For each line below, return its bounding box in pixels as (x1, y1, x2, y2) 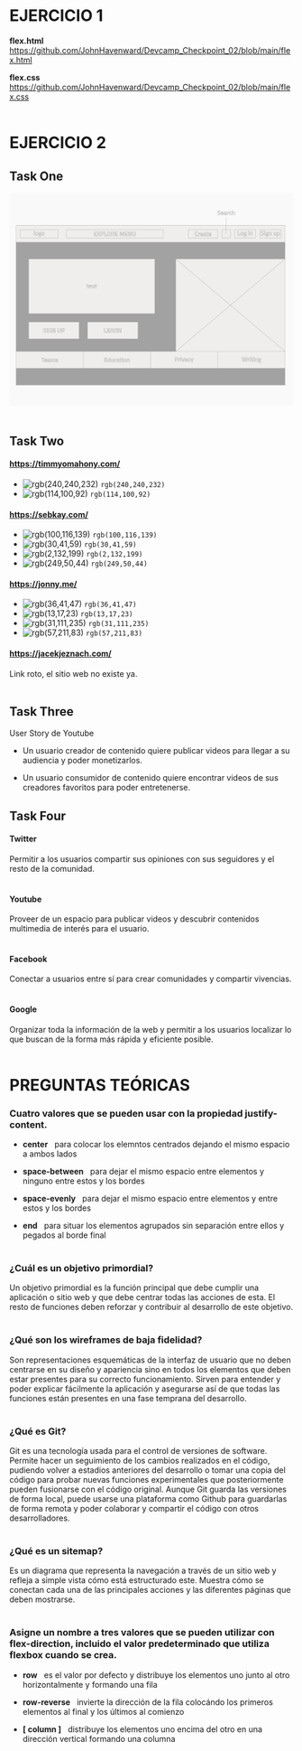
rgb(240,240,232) (100, 481, 166, 490)
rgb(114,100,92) (89, 490, 151, 500)
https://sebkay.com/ (9, 509, 88, 520)
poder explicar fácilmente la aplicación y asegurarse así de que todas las (9, 1383, 280, 1394)
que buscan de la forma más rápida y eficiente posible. (9, 1034, 214, 1044)
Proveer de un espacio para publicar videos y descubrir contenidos (9, 913, 260, 924)
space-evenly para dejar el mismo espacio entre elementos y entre (22, 1194, 278, 1204)
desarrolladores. (9, 1512, 70, 1523)
